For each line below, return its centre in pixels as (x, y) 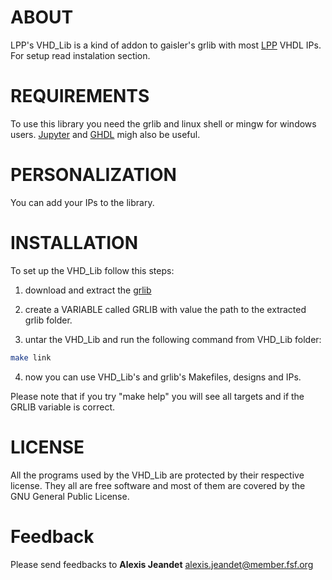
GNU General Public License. (70, 496)
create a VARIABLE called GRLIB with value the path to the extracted (165, 309)
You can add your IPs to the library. (82, 202)
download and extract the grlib (88, 290)
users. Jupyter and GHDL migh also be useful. (105, 134)
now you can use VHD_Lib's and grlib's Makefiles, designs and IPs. (163, 377)
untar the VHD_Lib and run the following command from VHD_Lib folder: (173, 339)
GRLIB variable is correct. (63, 407)
